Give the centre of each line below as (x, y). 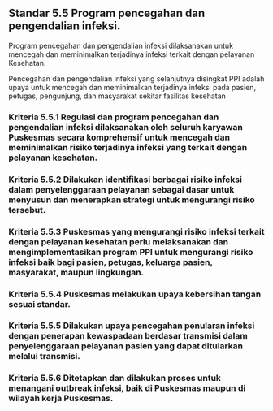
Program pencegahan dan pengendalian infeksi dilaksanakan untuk (121, 45)
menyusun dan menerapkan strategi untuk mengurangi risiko (132, 200)
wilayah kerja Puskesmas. (61, 399)
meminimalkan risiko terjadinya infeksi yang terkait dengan (128, 147)
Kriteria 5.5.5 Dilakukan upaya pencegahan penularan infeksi (132, 326)
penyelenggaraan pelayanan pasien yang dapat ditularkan (126, 346)
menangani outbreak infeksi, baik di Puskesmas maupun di (127, 388)
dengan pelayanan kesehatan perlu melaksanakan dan (119, 241)
